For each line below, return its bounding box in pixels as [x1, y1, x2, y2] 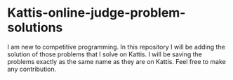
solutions [7, 19, 63, 35]
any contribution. [7, 65, 57, 73]
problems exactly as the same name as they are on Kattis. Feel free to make [7, 57, 226, 65]
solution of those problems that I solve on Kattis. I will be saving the [7, 50, 202, 58]
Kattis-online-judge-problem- [7, 5, 186, 21]
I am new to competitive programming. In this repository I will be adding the [7, 42, 226, 51]
